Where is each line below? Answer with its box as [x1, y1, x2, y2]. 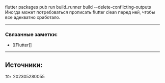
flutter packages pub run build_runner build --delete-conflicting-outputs [5, 4, 151, 10]
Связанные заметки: [5, 31, 58, 38]
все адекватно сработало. [5, 15, 60, 20]
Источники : [5, 61, 43, 69]
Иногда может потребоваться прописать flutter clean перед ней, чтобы [5, 9, 155, 15]
